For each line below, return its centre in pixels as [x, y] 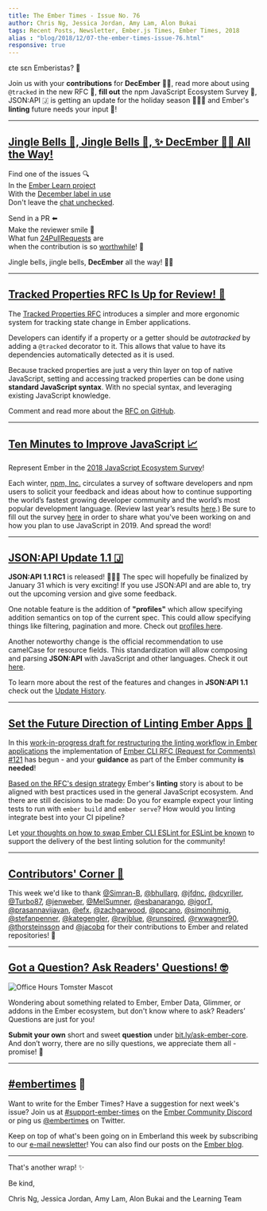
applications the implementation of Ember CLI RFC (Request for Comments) [132, 751]
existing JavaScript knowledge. [60, 395]
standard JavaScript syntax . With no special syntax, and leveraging [120, 386]
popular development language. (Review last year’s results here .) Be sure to [132, 508]
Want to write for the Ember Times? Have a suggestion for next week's [124, 1103]
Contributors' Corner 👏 [66, 874]
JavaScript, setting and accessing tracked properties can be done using [126, 378]
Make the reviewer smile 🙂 [52, 229]
